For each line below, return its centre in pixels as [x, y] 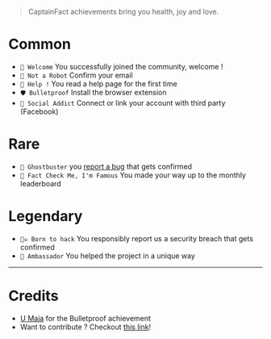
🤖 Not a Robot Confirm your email [76, 75]
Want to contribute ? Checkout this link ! [85, 327]
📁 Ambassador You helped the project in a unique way [108, 255]
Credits [33, 296]
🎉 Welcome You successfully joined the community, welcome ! [121, 66]
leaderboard [41, 183]
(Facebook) [39, 111]
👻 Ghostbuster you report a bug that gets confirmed [106, 166]
